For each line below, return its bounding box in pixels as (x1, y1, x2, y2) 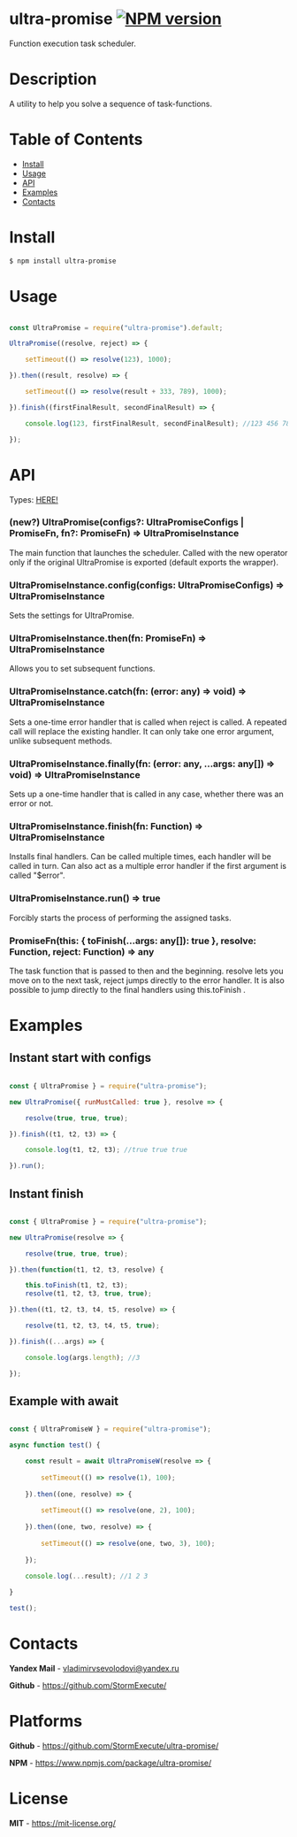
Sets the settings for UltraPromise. (9, 611, 134, 621)
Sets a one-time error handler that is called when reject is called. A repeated (9, 717, 287, 727)
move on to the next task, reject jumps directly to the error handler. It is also (9, 974, 285, 986)
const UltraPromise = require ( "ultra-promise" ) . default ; (9, 323, 224, 332)
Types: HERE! (9, 494, 59, 504)
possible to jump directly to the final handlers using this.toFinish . (9, 984, 246, 995)
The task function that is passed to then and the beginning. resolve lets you (9, 965, 285, 976)
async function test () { (9, 1441, 101, 1450)
